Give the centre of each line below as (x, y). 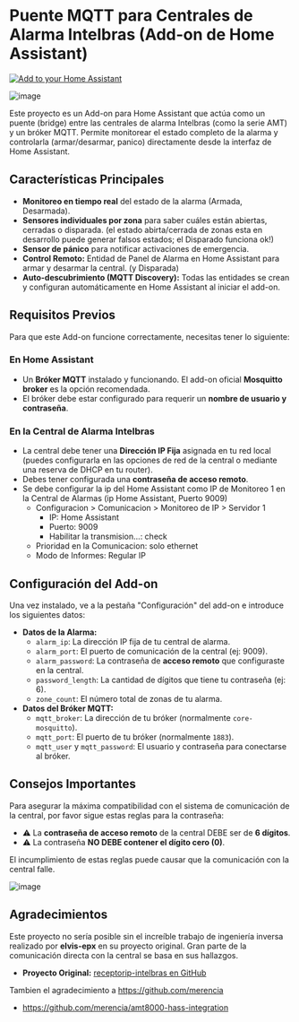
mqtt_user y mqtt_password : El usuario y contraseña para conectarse (161, 746)
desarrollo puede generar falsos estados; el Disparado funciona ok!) (148, 239)
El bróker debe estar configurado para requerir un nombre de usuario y (154, 398)
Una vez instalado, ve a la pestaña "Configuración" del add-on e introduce (147, 605)
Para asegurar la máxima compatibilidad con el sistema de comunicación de (149, 805)
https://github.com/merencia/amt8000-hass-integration (125, 1007)
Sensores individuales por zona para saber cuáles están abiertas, (145, 220)
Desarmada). (46, 211)
